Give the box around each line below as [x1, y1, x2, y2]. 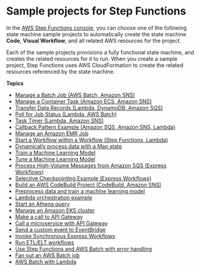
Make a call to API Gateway [14, 213, 83, 220]
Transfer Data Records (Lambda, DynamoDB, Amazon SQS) [14, 104, 163, 111]
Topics [6, 80, 24, 87]
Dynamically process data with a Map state [14, 142, 122, 150]
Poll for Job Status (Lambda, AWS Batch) [14, 110, 117, 118]
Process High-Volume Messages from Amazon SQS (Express [14, 162, 167, 169]
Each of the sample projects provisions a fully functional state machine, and [6, 48, 195, 56]
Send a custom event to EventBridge [14, 226, 106, 233]
